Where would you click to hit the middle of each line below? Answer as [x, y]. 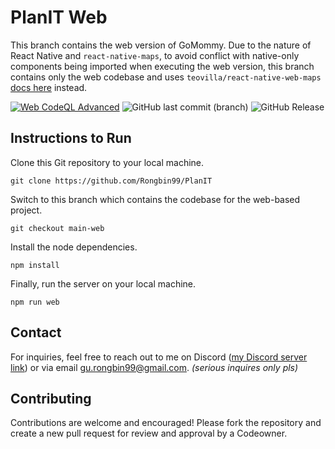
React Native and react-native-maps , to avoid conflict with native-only [155, 55]
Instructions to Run [71, 138]
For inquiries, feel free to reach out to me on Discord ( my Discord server [159, 357]
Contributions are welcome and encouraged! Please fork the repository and [166, 423]
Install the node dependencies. [74, 247]
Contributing [51, 398]
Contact [36, 332]
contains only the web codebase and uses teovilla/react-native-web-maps [166, 77]
